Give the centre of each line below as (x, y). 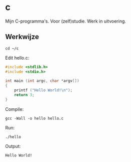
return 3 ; (24, 95)
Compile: (14, 109)
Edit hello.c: (17, 58)
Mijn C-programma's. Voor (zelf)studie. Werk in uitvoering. (66, 21)
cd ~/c (12, 48)
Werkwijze (22, 37)
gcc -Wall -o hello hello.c (34, 118)
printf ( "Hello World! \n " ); (43, 90)
